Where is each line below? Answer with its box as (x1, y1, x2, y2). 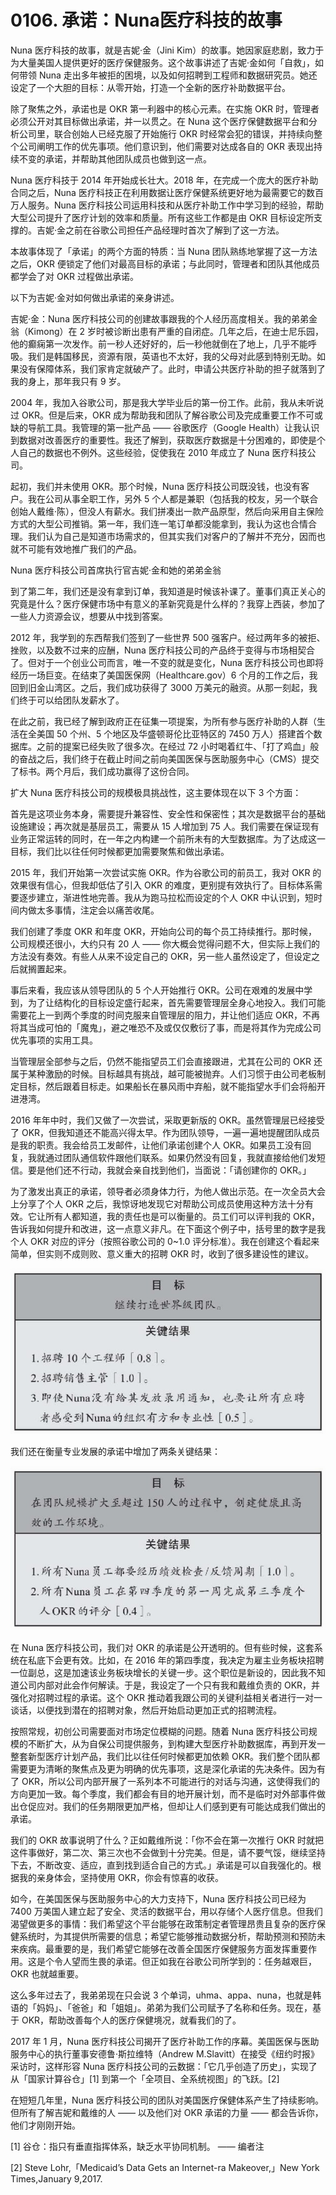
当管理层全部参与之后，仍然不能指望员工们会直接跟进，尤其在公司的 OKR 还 (10, 1055, 323, 1067)
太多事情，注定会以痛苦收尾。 (36, 904, 160, 916)
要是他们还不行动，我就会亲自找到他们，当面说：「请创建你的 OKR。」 (27, 1164, 312, 1176)
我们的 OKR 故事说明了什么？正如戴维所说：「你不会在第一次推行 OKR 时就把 (10, 1834, 324, 1846)
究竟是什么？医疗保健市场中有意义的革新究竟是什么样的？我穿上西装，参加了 (10, 597, 326, 610)
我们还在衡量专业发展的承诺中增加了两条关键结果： (10, 1446, 221, 1458)
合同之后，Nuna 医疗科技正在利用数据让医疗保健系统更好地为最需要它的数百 (10, 186, 324, 198)
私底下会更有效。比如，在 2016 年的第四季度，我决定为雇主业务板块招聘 (27, 1654, 325, 1666)
